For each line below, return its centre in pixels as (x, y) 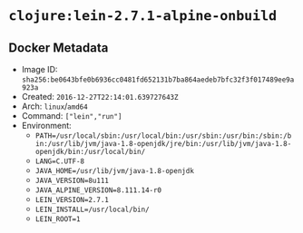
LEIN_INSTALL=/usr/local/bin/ (93, 209)
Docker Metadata (59, 48)
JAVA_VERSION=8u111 (72, 180)
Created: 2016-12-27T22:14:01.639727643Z (100, 97)
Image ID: (39, 69)
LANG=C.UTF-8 (60, 161)
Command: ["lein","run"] (72, 116)
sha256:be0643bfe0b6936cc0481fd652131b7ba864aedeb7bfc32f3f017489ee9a (158, 80)
